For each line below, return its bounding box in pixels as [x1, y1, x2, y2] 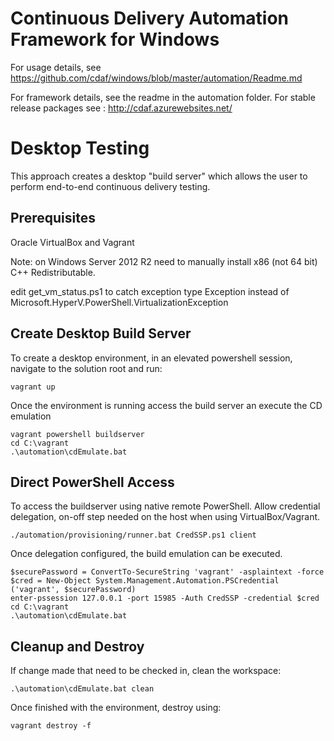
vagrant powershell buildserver [10, 429, 145, 439]
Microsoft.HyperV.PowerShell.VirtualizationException [10, 296, 229, 308]
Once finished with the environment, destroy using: [10, 702, 222, 714]
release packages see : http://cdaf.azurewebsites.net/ [10, 102, 233, 114]
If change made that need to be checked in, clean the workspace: [10, 665, 282, 677]
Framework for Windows [10, 28, 220, 51]
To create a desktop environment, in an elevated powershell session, [10, 352, 293, 364]
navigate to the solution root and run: [10, 362, 163, 374]
